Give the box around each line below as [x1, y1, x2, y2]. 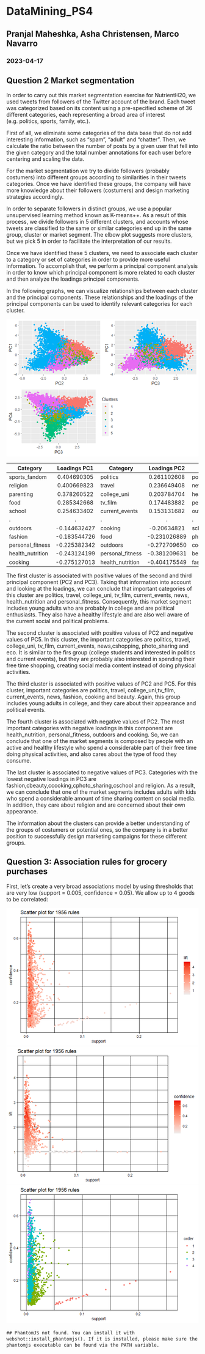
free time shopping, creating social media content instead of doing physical [6, 662, 196, 669]
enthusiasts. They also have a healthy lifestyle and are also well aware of [6, 611, 190, 618]
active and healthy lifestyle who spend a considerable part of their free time [6, 744, 197, 752]
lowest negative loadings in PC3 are [6, 775, 96, 783]
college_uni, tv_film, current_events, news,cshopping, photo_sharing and [6, 642, 189, 649]
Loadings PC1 [57, 464, 94, 472]
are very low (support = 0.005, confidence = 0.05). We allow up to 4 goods [6, 889, 195, 897]
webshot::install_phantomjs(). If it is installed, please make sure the [6, 1336, 198, 1342]
